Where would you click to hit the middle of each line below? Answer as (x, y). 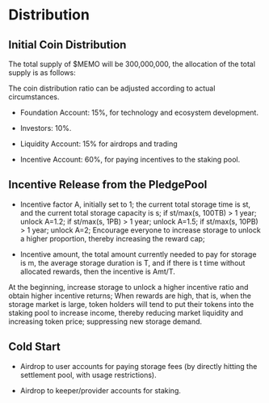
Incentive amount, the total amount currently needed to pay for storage (138, 254)
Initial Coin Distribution (67, 45)
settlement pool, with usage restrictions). (88, 375)
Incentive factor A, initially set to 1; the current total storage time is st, (135, 204)
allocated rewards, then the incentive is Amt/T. (97, 271)
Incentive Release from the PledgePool (108, 185)
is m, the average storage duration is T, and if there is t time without (132, 262)
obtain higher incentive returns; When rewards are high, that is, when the (130, 296)
